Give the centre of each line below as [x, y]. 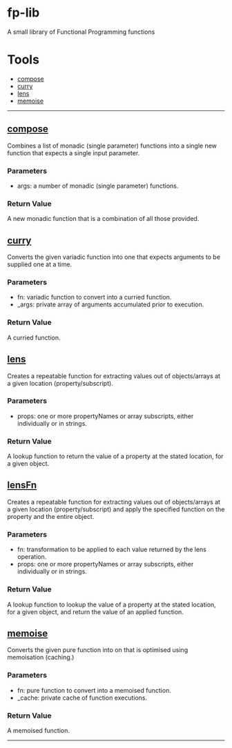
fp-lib [23, 13]
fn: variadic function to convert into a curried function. [94, 297]
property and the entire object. [51, 516]
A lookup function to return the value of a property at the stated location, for [115, 456]
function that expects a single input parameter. [74, 152]
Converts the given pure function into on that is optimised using [98, 650]
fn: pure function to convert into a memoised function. [94, 690]
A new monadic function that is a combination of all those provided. [103, 219]
